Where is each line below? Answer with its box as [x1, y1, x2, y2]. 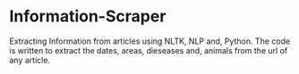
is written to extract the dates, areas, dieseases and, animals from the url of [9, 45, 288, 55]
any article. [9, 54, 51, 65]
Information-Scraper [9, 6, 167, 27]
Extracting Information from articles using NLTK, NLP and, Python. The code [9, 36, 291, 46]
